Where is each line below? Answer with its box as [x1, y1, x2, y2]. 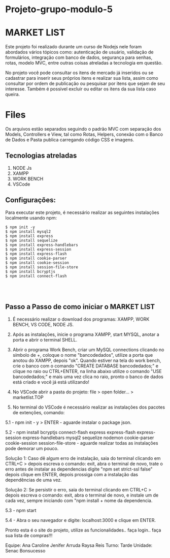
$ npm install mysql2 [5, 229, 51, 234]
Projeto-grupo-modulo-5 [5, 4, 113, 15]
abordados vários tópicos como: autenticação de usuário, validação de [5, 49, 154, 55]
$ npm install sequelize [5, 238, 58, 243]
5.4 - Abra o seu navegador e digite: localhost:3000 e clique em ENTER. [5, 517, 156, 523]
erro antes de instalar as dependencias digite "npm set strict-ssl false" [5, 466, 153, 472]
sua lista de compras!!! [5, 532, 53, 538]
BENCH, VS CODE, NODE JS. [12, 321, 74, 327]
